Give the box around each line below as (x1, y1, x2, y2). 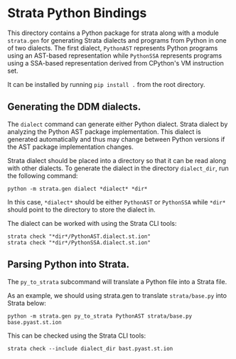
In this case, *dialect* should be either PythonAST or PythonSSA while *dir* (7, 197, 226, 206)
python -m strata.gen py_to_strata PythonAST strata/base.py (7, 312, 193, 320)
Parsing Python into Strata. (7, 259, 130, 271)
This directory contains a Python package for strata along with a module (7, 28, 219, 37)
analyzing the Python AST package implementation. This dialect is (7, 127, 201, 136)
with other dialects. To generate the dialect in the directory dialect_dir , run (7, 164, 229, 172)
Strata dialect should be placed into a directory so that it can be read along (7, 156, 226, 165)
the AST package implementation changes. (7, 142, 134, 151)
